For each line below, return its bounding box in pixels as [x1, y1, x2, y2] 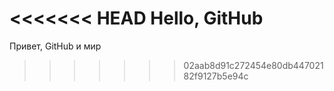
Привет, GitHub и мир [9, 40, 102, 52]
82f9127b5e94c [183, 70, 249, 82]
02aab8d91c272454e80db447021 [183, 59, 324, 71]
